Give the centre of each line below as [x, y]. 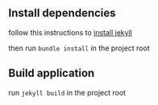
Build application [52, 73]
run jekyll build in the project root [67, 92]
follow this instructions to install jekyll [71, 32]
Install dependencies [62, 13]
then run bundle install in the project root [79, 48]
